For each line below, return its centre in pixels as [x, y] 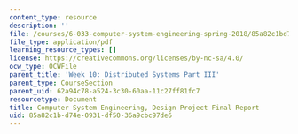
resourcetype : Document [53, 99]
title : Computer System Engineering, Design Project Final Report [134, 108]
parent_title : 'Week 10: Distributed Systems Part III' [114, 75]
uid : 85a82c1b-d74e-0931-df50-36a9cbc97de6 [91, 115]
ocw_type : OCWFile [43, 67]
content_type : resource [53, 17]
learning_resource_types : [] [63, 50]
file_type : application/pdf [61, 42]
